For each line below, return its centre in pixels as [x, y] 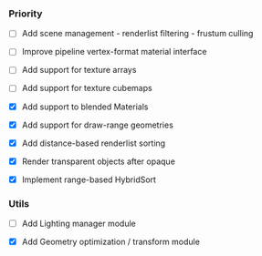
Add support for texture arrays [79, 70]
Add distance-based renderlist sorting [94, 143]
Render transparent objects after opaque [98, 161]
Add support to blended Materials [85, 107]
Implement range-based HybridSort [89, 179]
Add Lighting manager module [79, 224]
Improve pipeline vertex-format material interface [114, 52]
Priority [26, 14]
